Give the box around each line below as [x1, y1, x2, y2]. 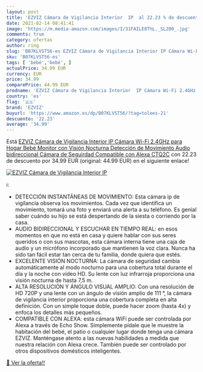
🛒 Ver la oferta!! [6, 359, 45, 367]
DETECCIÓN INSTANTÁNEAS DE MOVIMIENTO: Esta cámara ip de [14, 193, 180, 200]
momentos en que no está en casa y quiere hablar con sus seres [14, 232, 176, 239]
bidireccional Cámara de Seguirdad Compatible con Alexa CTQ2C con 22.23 [6, 151, 197, 158]
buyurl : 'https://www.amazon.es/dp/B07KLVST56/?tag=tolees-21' [6, 110, 169, 116]
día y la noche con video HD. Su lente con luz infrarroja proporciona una [14, 270, 195, 278]
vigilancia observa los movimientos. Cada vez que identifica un [14, 200, 172, 207]
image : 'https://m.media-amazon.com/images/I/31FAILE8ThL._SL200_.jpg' [6, 25, 190, 32]
